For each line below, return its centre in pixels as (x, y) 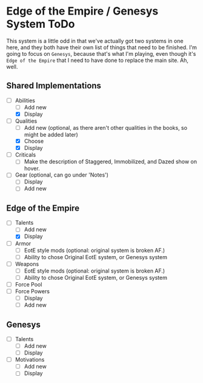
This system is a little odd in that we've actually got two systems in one (95, 41)
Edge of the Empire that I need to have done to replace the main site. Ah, (98, 60)
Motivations (30, 360)
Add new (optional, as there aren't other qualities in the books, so (106, 128)
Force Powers (32, 291)
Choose (34, 141)
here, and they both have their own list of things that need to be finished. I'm (101, 47)
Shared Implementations (54, 86)
